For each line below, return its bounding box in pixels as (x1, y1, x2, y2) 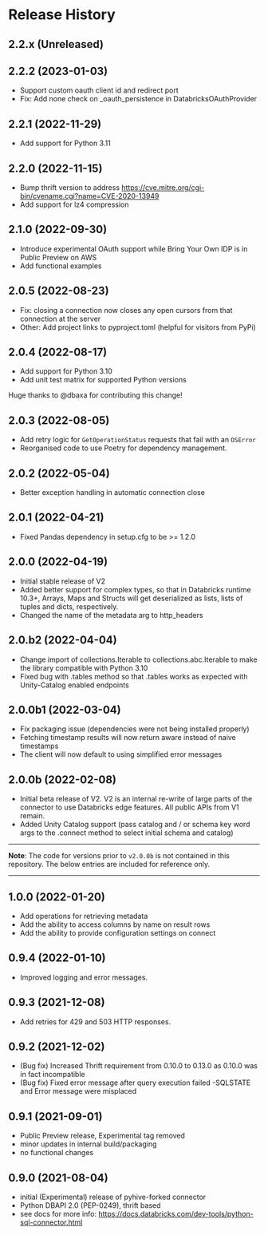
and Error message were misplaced (19, 1087, 137, 1096)
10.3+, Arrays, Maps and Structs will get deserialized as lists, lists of (19, 593, 243, 603)
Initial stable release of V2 (19, 576, 106, 586)
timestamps (19, 741, 59, 751)
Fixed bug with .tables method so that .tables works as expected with (19, 671, 248, 681)
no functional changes (19, 1148, 94, 1158)
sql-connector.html (19, 1217, 83, 1227)
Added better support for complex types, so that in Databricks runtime (19, 584, 251, 594)
